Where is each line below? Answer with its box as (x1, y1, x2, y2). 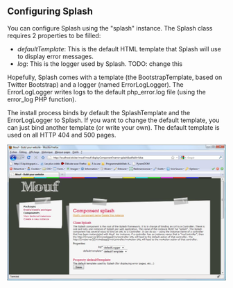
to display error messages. (17, 52, 94, 60)
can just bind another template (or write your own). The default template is (7, 123, 220, 131)
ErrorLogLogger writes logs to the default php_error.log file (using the (7, 87, 206, 96)
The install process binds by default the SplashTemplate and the (7, 108, 191, 117)
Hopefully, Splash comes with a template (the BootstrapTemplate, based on (7, 73, 223, 81)
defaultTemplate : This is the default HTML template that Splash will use (17, 44, 222, 53)
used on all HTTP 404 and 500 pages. (7, 130, 116, 139)
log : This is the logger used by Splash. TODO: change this (17, 59, 182, 68)
